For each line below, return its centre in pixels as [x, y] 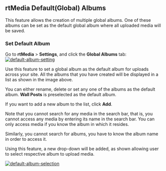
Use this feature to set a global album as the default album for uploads [77, 69]
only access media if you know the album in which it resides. [67, 124]
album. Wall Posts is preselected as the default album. [61, 95]
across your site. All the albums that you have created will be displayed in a [82, 74]
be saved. [15, 30]
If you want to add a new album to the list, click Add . [59, 104]
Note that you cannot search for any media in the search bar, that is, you [79, 114]
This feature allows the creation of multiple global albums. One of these [78, 20]
